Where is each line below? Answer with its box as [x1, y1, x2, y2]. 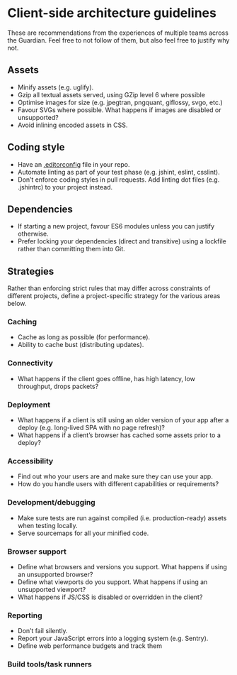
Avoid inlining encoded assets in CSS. [17, 121, 128, 129]
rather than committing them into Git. [17, 245, 125, 253]
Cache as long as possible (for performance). [17, 333, 151, 341]
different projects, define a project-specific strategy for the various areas [7, 292, 221, 300]
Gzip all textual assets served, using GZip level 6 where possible [17, 90, 205, 99]
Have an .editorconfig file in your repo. [17, 160, 130, 168]
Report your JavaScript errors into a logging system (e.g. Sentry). [17, 634, 209, 643]
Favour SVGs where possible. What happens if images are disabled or [17, 105, 221, 114]
